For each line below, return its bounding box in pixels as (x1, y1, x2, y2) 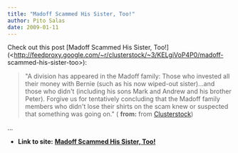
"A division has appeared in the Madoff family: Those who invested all (24, 72, 230, 80)
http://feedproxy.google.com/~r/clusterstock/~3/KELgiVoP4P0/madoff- (14, 51, 224, 59)
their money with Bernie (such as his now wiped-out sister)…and (24, 80, 215, 88)
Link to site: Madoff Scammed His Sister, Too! (17, 137, 156, 146)
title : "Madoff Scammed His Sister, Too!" (7, 10, 135, 18)
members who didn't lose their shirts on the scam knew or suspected (24, 102, 229, 111)
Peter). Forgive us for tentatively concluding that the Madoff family (24, 95, 221, 103)
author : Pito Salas (7, 17, 66, 24)
